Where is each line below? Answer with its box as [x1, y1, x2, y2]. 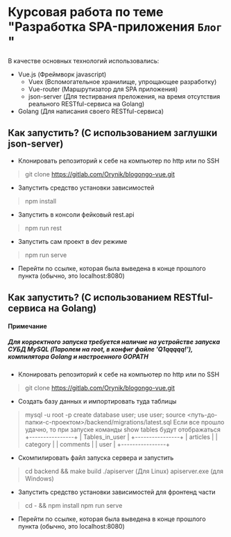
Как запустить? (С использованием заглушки [8, 127, 218, 139]
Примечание [8, 322, 47, 330]
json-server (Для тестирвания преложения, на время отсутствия [28, 92, 221, 101]
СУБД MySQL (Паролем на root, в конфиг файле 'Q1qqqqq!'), [8, 345, 193, 354]
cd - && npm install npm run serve [24, 501, 123, 509]
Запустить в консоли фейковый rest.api [17, 210, 135, 219]
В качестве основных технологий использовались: [8, 56, 160, 65]
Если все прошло [173, 418, 225, 426]
